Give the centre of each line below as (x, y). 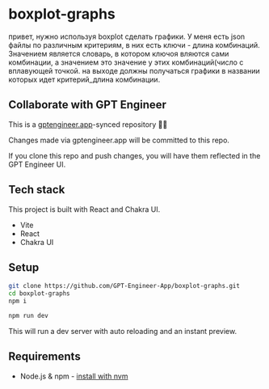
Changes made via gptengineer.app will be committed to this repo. (119, 140)
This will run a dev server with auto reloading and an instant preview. (122, 331)
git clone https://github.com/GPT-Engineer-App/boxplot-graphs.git (124, 286)
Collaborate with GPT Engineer (88, 105)
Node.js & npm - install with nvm (74, 376)
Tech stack (37, 190)
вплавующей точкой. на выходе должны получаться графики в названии (134, 70)
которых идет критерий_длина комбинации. (84, 79)
